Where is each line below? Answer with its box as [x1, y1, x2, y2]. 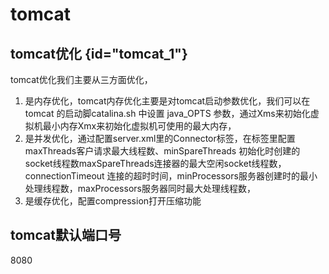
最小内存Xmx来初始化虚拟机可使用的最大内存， [42, 120, 237, 132]
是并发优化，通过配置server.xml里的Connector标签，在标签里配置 [24, 133, 296, 144]
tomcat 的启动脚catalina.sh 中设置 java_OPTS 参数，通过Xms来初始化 [24, 108, 311, 119]
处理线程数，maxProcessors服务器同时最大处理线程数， [24, 183, 256, 194]
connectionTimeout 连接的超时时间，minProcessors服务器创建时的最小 [24, 170, 318, 182]
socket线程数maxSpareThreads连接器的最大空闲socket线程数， [24, 158, 287, 169]
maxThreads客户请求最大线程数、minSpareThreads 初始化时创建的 [24, 145, 301, 157]
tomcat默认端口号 [10, 227, 122, 244]
